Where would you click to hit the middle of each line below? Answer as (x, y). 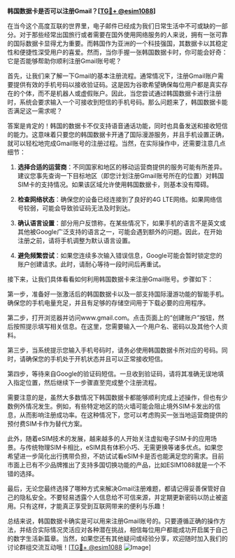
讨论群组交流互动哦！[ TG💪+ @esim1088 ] (79, 547)
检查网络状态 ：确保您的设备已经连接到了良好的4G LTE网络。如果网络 (117, 199)
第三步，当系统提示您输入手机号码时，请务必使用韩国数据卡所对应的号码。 (114, 350)
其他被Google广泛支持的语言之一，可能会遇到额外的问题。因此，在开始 (120, 232)
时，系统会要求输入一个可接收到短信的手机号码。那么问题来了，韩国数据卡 (114, 102)
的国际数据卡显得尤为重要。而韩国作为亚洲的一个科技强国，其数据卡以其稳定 (117, 43)
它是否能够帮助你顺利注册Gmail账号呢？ (65, 61)
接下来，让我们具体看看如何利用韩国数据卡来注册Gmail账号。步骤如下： (111, 279)
